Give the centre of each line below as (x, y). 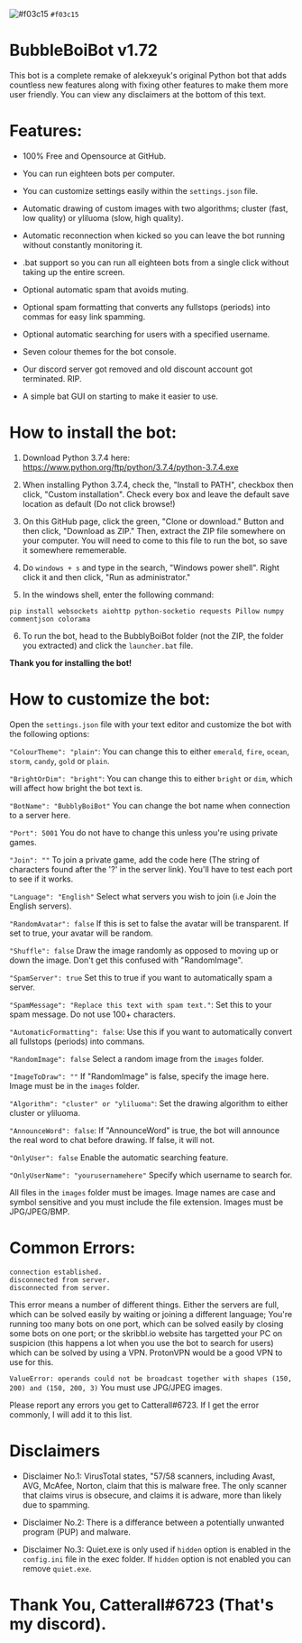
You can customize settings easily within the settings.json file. (140, 190)
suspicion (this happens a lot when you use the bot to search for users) (142, 1343)
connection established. (56, 1272)
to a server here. (40, 815)
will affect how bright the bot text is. (76, 788)
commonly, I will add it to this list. (71, 1414)
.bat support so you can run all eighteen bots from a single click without (156, 263)
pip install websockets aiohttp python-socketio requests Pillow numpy (146, 611)
